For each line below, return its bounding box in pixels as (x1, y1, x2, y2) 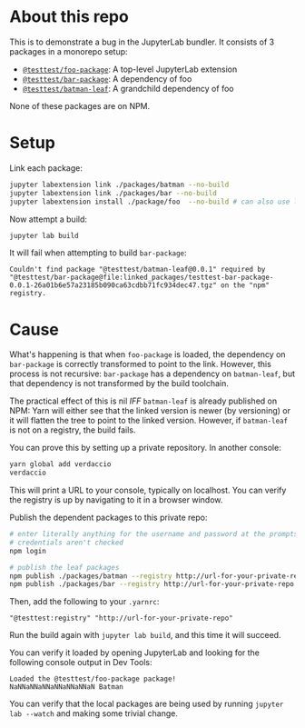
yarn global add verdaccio (9, 460, 112, 469)
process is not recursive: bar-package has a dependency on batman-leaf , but (9, 368, 296, 379)
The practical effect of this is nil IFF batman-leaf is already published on (9, 395, 278, 406)
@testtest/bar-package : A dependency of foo (22, 73, 192, 84)
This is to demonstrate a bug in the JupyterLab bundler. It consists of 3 (9, 36, 275, 47)
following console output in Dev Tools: (9, 657, 152, 668)
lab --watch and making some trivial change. (9, 708, 179, 719)
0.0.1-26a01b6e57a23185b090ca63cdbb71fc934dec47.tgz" (9, 281, 218, 290)
